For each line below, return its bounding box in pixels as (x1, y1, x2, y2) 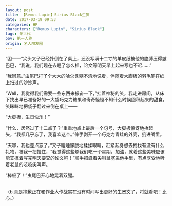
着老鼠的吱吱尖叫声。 (5, 161, 50, 167)
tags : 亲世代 (5, 31, 31, 36)
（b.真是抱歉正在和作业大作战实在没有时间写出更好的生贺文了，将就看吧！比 (5, 188, 167, 195)
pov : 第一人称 (5, 36, 32, 42)
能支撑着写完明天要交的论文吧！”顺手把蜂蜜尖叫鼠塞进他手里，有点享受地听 (5, 155, 165, 161)
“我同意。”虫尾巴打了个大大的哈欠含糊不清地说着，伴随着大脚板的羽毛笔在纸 (5, 73, 165, 79)
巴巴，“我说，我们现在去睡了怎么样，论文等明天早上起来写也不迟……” (5, 62, 152, 68)
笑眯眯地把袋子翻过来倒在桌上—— (5, 103, 78, 109)
